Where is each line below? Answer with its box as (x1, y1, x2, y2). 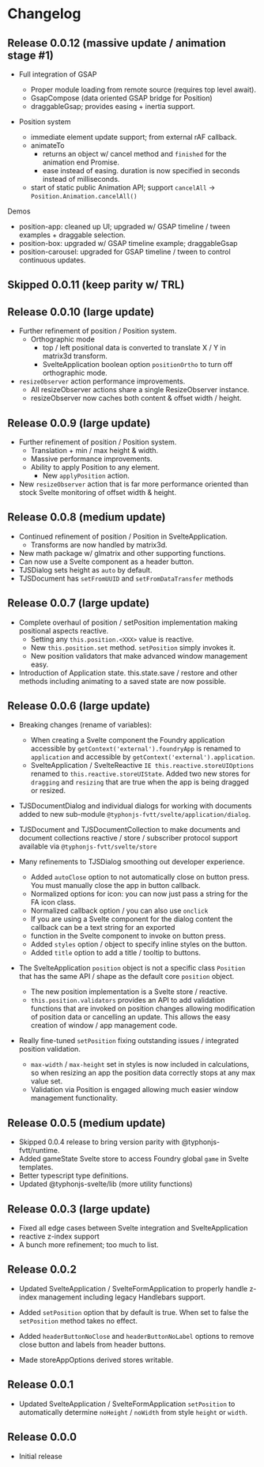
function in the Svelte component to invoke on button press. (30, 931, 226, 941)
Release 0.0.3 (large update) (7, 1202, 151, 1216)
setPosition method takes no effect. (18, 1316, 138, 1325)
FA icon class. (30, 898, 77, 907)
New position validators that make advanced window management (30, 651, 248, 660)
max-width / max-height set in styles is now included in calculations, (30, 1060, 250, 1069)
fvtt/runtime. (18, 1146, 60, 1155)
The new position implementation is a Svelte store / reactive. (30, 987, 228, 996)
